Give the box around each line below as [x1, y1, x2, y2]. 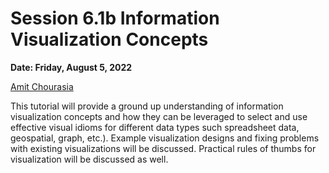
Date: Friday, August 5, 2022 [10, 61, 133, 73]
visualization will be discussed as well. [10, 153, 169, 165]
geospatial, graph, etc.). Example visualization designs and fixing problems [10, 132, 320, 144]
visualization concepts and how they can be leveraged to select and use [10, 110, 308, 122]
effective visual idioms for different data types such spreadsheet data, [10, 121, 300, 133]
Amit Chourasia [10, 80, 74, 92]
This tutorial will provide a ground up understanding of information [10, 100, 284, 112]
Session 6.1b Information [10, 7, 220, 30]
